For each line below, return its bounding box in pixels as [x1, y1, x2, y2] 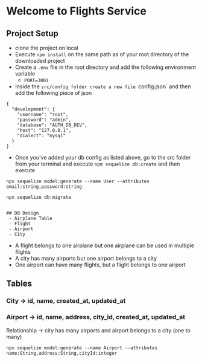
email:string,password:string [6, 184, 83, 190]
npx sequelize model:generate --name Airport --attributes [6, 344, 158, 351]
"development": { [11, 106, 55, 112]
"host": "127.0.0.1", [17, 128, 71, 134]
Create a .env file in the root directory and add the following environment [14, 63, 197, 71]
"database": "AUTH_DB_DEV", [17, 122, 87, 128]
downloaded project [14, 57, 65, 64]
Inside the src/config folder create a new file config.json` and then [14, 83, 191, 90]
